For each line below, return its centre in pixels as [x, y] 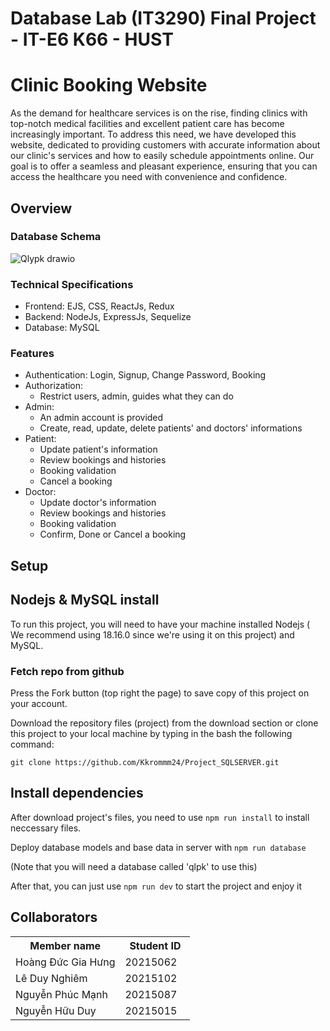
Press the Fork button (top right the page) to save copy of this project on [160, 693]
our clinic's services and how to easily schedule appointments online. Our [162, 156]
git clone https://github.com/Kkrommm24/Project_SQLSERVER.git [145, 762]
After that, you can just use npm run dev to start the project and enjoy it [156, 886]
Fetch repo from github [67, 671]
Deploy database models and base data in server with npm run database [158, 847]
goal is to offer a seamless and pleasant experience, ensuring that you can [164, 166]
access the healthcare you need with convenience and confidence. [149, 177]
